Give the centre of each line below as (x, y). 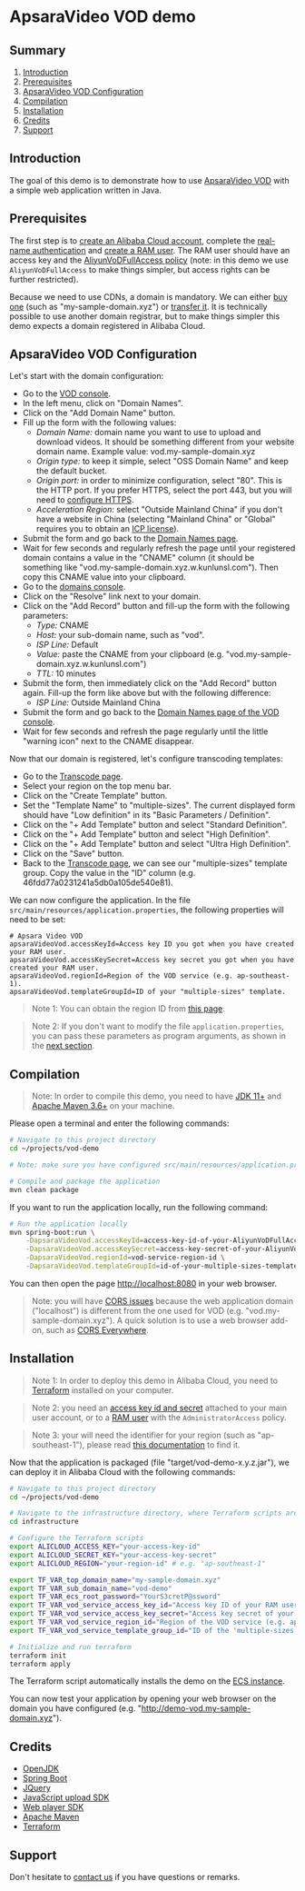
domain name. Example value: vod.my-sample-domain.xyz (146, 452)
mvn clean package (44, 1189)
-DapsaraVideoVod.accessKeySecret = (93, 1249)
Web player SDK (53, 1807)
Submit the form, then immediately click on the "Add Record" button (149, 683)
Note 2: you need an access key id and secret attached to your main (159, 1408)
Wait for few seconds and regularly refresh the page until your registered (159, 548)
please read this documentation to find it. (163, 1444)
